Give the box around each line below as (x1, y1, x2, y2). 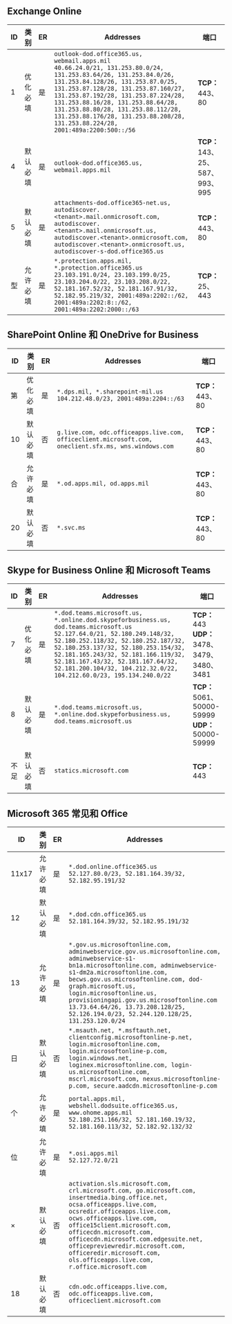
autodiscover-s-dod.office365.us (54, 247, 164, 255)
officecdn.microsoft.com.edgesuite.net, (68, 1235, 204, 1243)
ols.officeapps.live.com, (68, 1256, 154, 1264)
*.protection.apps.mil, (54, 256, 133, 265)
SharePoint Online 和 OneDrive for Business (7, 329, 199, 341)
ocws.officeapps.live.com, (68, 1215, 157, 1222)
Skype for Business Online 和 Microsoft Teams (7, 565, 211, 576)
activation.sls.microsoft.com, (68, 1180, 171, 1188)
